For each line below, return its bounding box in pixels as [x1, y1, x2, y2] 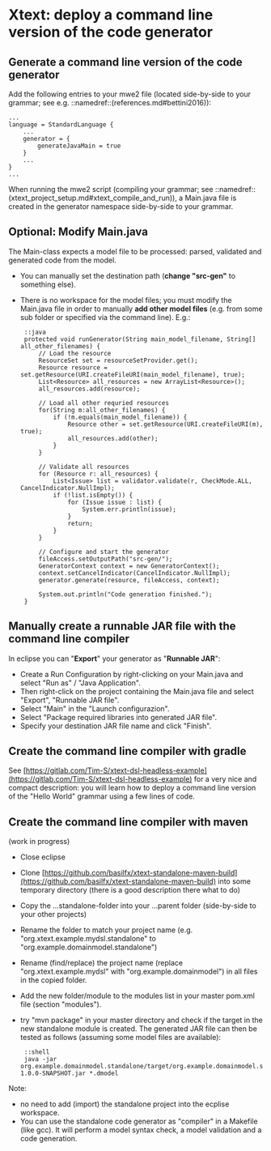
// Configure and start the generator [38, 548, 170, 556]
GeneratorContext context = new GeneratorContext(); [38, 561, 220, 570]
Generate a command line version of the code [8, 55, 243, 69]
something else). [19, 279, 77, 289]
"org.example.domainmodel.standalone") [19, 942, 158, 953]
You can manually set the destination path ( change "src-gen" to [19, 271, 236, 280]
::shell [23, 1048, 50, 1056]
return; [67, 519, 93, 527]
